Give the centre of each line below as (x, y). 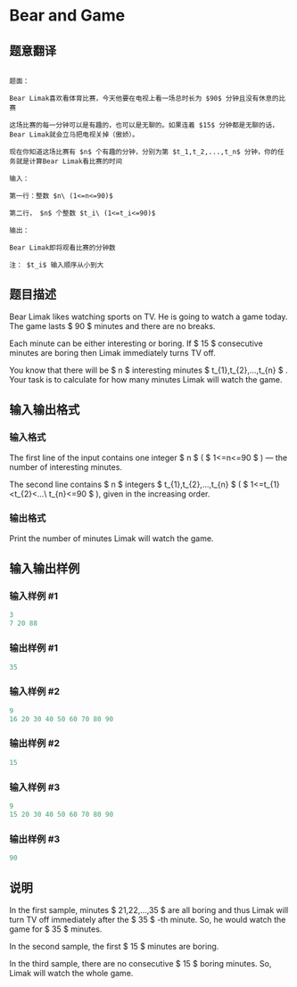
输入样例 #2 (35, 692)
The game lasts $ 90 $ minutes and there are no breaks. (112, 325)
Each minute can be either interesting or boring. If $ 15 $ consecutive (136, 343)
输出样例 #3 (35, 839)
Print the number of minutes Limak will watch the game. (111, 538)
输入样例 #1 (33, 596)
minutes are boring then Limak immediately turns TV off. (112, 352)
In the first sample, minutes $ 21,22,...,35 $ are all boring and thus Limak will (149, 909)
